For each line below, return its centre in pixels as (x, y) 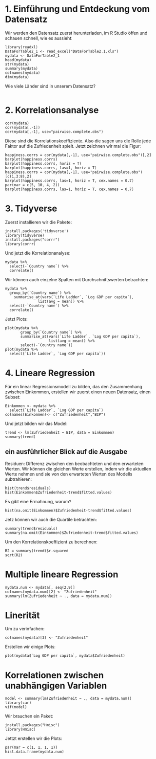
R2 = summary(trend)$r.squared (37, 551)
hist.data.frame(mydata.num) (35, 752)
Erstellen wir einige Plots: (30, 647)
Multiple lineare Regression (62, 574)
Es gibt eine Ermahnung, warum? (38, 501)
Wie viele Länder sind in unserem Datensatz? (50, 86)
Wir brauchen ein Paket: (29, 716)
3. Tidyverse (31, 209)
